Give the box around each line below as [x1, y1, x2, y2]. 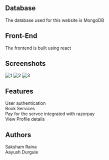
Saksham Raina [5, 144, 37, 150]
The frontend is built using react [5, 45, 71, 51]
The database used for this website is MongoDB [5, 17, 104, 23]
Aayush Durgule [5, 149, 38, 155]
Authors [5, 131, 31, 139]
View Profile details [5, 116, 45, 122]
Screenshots [5, 59, 46, 68]
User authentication [5, 100, 46, 106]
